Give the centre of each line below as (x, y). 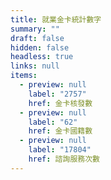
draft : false (37, 38)
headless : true (42, 57)
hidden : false (40, 47)
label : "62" (53, 122)
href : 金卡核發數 (60, 103)
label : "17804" (60, 150)
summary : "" (35, 29)
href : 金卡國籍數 (60, 131)
